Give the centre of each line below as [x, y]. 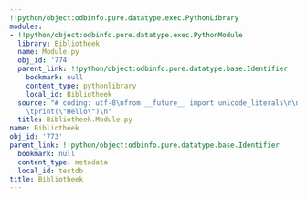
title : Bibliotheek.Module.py [75, 120]
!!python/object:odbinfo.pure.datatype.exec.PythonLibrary [124, 18]
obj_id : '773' [37, 137]
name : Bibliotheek [44, 129]
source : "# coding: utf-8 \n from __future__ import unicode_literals [151, 103]
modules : [26, 26]
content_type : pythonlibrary [81, 86]
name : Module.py [48, 52]
